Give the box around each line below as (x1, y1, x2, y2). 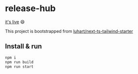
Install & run (5, 42, 42, 51)
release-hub (5, 3, 56, 14)
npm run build (5, 59, 34, 64)
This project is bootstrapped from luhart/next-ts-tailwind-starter (5, 28, 134, 34)
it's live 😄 (5, 19, 25, 25)
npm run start (5, 64, 34, 69)
